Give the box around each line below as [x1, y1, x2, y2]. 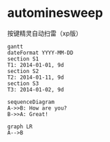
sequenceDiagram [7, 98, 55, 105]
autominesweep [7, 5, 104, 21]
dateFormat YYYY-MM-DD [7, 49, 74, 56]
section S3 [7, 79, 39, 87]
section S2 [7, 67, 39, 75]
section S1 [7, 55, 39, 63]
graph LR [7, 123, 33, 130]
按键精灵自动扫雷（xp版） [7, 29, 83, 37]
